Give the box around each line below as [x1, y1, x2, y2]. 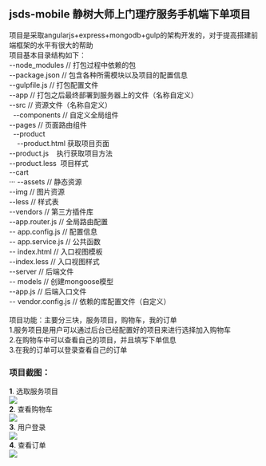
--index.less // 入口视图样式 [9, 256, 100, 266]
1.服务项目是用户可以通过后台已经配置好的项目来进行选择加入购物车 [9, 325, 231, 334]
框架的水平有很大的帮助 [15, 40, 93, 49]
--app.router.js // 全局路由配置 [9, 216, 109, 226]
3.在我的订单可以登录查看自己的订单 [9, 345, 128, 354]
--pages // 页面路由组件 [9, 120, 87, 129]
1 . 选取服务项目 [9, 386, 59, 397]
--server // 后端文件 [9, 267, 74, 276]
